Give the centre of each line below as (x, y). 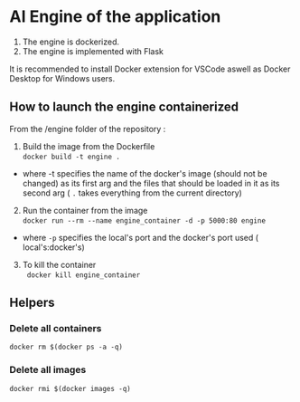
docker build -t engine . (71, 157)
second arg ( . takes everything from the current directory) (132, 193)
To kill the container (59, 264)
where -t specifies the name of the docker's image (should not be (145, 173)
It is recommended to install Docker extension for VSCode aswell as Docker (150, 69)
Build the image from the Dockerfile (89, 146)
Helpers (32, 303)
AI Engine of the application (115, 17)
